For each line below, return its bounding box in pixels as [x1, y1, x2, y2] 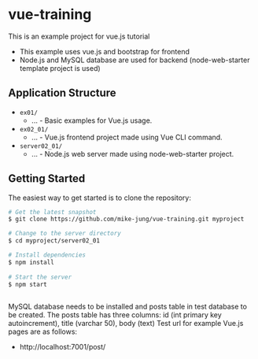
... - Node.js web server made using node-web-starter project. [31, 149, 234, 158]
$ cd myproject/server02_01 [8, 237, 101, 245]
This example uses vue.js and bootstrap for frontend [19, 46, 190, 56]
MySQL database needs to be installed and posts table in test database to [8, 302, 248, 312]
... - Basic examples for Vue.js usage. [31, 116, 153, 125]
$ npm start [8, 280, 47, 288]
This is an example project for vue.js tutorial [8, 31, 150, 41]
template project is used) [19, 63, 101, 72]
